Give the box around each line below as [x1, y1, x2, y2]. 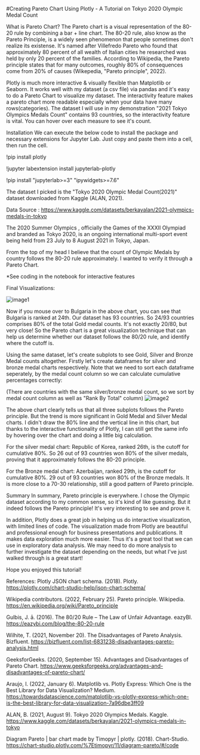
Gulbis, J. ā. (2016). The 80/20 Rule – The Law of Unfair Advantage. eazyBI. [6, 614, 193, 621]
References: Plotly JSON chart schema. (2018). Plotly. [6, 578, 139, 585]
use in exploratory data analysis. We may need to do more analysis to [6, 542, 177, 549]
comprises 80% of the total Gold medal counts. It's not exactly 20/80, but [6, 321, 187, 327]
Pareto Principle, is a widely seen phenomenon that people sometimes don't [6, 36, 193, 43]
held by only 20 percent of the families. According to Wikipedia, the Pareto [6, 55, 190, 62]
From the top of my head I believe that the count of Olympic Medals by [6, 249, 180, 255]
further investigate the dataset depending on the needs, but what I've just [6, 548, 187, 555]
